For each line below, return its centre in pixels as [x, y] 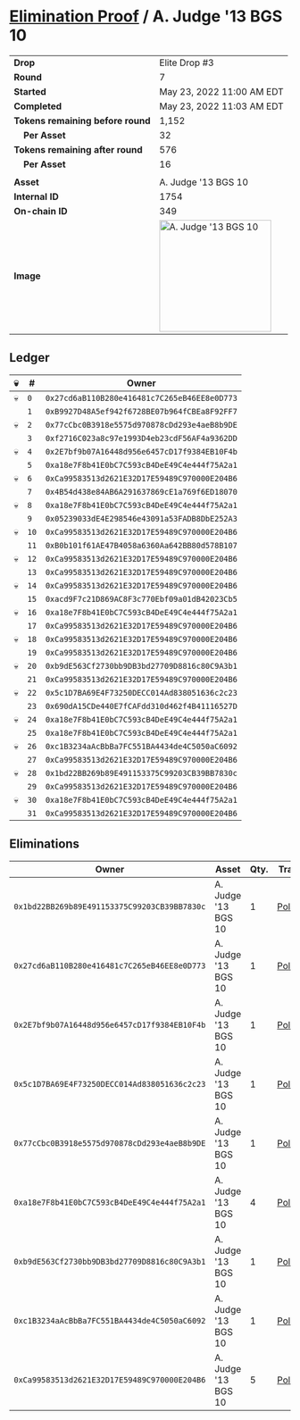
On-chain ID [41, 211]
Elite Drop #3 [187, 63]
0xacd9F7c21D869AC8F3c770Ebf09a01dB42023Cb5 [142, 599]
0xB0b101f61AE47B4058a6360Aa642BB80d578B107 [142, 545]
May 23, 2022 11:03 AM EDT [221, 106]
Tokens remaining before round [82, 121]
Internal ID [37, 196]
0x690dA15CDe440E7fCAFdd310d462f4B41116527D [142, 706]
